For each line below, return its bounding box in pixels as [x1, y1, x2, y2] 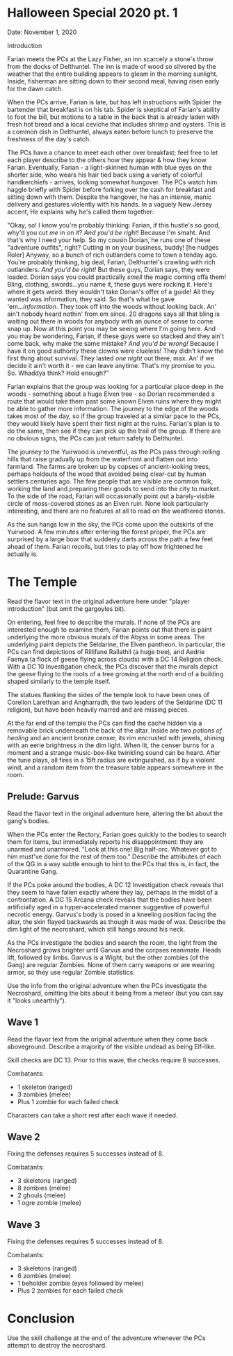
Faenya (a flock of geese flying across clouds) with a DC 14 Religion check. [7, 655, 223, 663]
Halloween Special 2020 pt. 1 [7, 5, 178, 21]
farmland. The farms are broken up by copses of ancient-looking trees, [7, 462, 211, 470]
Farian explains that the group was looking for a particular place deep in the [7, 382, 224, 390]
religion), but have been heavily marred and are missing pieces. [7, 705, 189, 714]
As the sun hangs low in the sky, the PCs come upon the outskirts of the [7, 520, 214, 528]
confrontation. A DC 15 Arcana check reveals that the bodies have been [7, 895, 212, 904]
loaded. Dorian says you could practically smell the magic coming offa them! [7, 273, 227, 281]
